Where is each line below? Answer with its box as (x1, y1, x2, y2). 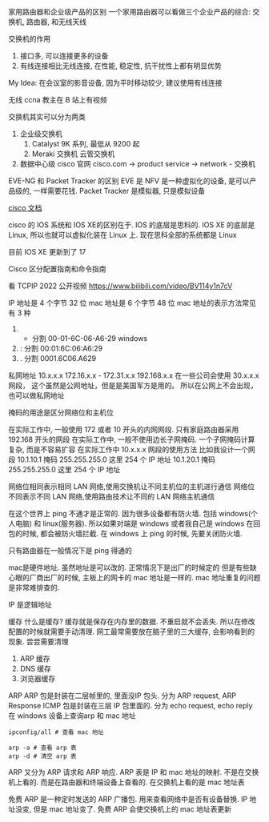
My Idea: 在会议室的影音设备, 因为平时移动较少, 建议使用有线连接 (8, 78, 223, 87)
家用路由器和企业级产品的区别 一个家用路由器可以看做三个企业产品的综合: (8, 7, 251, 16)
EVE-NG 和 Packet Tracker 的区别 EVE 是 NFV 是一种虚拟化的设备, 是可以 (8, 176, 250, 186)
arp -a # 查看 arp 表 (8, 744, 77, 752)
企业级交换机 (19, 129, 62, 138)
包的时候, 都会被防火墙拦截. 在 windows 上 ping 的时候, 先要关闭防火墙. (8, 529, 243, 538)
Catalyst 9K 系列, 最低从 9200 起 (31, 139, 140, 148)
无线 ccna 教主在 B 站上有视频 (8, 95, 108, 104)
